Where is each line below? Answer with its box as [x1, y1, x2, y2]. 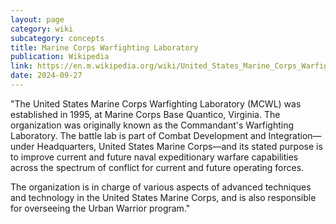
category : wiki [10, 24, 74, 34]
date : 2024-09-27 [10, 71, 83, 81]
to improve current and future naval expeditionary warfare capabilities [10, 151, 299, 163]
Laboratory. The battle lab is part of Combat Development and [10, 129, 267, 141]
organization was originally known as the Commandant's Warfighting [10, 119, 295, 131]
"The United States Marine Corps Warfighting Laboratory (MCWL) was [10, 97, 302, 110]
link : [10, 61, 33, 71]
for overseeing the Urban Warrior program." [10, 202, 191, 214]
